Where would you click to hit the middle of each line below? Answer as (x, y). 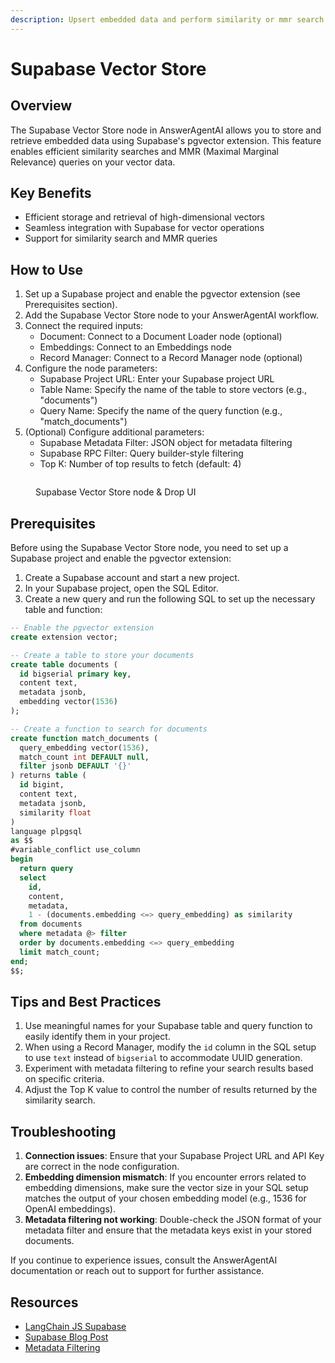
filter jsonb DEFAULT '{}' (75, 766)
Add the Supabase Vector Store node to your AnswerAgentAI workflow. (172, 315)
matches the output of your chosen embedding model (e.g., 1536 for (165, 1198)
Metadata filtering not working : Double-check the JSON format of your (173, 1220)
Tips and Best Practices (86, 1001)
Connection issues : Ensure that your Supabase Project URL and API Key (174, 1156)
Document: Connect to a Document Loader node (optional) (161, 337)
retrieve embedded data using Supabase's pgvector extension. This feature (166, 140)
